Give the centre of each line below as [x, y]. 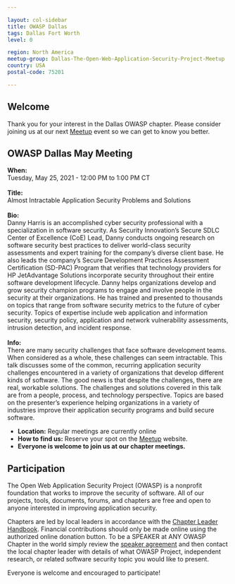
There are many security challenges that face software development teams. [117, 351]
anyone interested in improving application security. [82, 508]
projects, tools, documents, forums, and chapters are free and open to [109, 501]
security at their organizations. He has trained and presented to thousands [115, 298]
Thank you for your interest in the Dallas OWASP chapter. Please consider [114, 123]
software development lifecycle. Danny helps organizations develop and [112, 283]
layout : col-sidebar [38, 20]
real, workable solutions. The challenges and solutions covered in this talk [114, 388]
